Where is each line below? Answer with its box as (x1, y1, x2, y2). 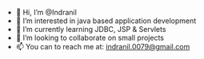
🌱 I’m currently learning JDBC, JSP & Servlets (15, 25, 166, 33)
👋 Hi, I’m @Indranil (15, 8, 78, 17)
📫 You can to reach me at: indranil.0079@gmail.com (15, 42, 190, 51)
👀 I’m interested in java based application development (15, 16, 197, 26)
